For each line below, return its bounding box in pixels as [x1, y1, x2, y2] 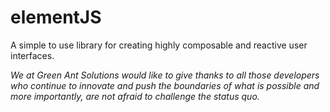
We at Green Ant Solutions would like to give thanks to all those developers [10, 69, 320, 81]
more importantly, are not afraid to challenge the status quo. [10, 90, 260, 102]
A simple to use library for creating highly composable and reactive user [10, 39, 308, 51]
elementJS [10, 6, 102, 29]
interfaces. [10, 49, 55, 61]
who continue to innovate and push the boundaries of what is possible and [10, 79, 320, 91]
